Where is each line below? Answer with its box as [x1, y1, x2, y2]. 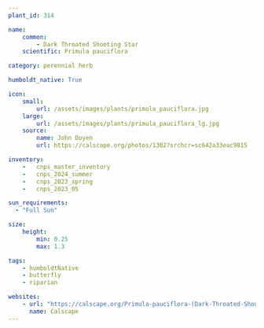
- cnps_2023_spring [22, 178, 93, 186]
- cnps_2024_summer [22, 170, 93, 178]
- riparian [22, 278, 58, 287]
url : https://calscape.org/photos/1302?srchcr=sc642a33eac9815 [36, 142, 247, 149]
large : [22, 112, 44, 120]
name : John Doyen [36, 135, 93, 142]
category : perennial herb [8, 62, 93, 70]
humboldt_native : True [8, 76, 82, 84]
